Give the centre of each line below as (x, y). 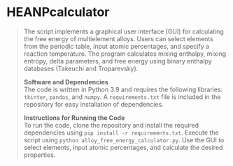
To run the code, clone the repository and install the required (111, 125)
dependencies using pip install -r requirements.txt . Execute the (121, 133)
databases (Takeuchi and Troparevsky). (81, 68)
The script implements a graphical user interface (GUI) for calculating (124, 31)
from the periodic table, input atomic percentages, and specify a (116, 46)
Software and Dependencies (66, 82)
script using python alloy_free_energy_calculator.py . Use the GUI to (124, 139)
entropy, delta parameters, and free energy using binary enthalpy (118, 61)
